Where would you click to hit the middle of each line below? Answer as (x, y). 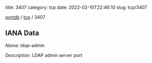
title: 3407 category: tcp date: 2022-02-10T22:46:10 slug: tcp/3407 (76, 7)
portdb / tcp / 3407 (26, 17)
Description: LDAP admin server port (44, 55)
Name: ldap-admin (25, 45)
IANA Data (22, 33)
